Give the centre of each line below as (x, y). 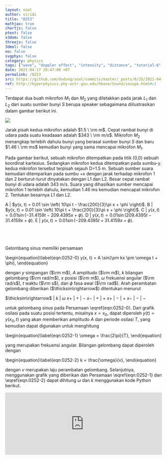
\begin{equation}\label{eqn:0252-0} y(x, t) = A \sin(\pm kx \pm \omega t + (82, 257)
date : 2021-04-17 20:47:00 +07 (38, 70)
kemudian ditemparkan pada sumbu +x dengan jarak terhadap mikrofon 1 (80, 173)
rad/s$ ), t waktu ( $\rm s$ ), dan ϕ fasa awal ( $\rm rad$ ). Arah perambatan (81, 283)
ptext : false (19, 33)
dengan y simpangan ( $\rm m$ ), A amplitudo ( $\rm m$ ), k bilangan (74, 272)
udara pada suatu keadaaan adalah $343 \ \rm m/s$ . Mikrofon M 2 (73, 136)
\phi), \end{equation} (27, 263)
